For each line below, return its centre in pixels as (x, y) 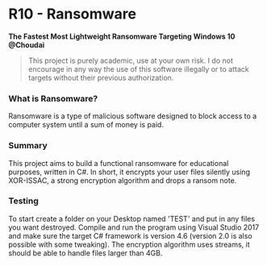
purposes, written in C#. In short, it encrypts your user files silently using (129, 172)
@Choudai (27, 44)
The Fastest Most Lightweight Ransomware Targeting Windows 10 (122, 36)
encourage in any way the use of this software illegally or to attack (138, 69)
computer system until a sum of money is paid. (86, 125)
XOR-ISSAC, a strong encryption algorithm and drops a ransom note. (123, 180)
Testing (23, 201)
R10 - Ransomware (73, 14)
